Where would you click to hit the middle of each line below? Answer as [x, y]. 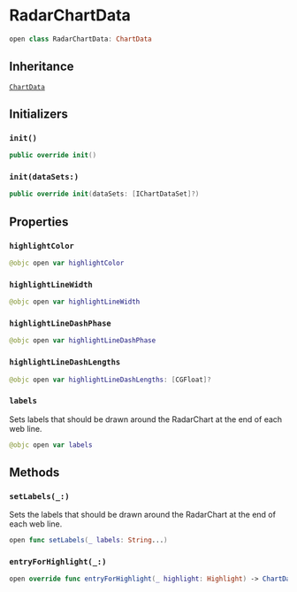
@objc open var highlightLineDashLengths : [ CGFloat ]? [110, 380]
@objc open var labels [51, 445]
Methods [34, 473]
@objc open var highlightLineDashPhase [83, 341]
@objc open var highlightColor [67, 263]
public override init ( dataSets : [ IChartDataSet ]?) [104, 194]
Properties [39, 222]
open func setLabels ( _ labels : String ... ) [88, 541]
